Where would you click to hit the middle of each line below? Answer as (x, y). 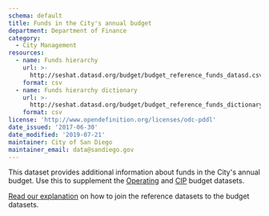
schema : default (35, 16)
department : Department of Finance (68, 30)
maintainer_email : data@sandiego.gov (71, 150)
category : (25, 38)
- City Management (46, 46)
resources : (26, 53)
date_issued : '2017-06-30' (53, 127)
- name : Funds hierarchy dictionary (76, 90)
